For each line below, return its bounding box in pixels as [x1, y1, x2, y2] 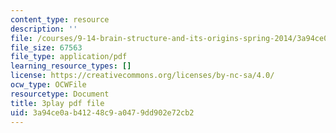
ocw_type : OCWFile [10, 80, 87, 90]
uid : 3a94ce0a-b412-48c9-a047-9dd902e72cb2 [10, 107, 195, 118]
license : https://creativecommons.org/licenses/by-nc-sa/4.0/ [10, 71, 275, 81]
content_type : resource [10, 14, 110, 25]
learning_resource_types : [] [10, 61, 132, 71]
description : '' [10, 24, 78, 34]
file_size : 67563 [10, 42, 83, 53]
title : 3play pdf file [10, 98, 105, 108]
